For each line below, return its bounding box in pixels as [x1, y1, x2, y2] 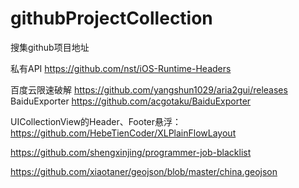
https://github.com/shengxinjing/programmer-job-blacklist [10, 146, 252, 158]
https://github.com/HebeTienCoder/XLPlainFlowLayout [10, 127, 237, 139]
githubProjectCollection [10, 7, 213, 30]
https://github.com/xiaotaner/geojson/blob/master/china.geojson [10, 165, 278, 177]
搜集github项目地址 [10, 41, 90, 53]
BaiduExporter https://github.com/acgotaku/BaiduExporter [10, 95, 252, 107]
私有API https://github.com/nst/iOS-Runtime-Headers [10, 62, 232, 74]
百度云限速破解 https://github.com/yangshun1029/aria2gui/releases [10, 83, 288, 96]
